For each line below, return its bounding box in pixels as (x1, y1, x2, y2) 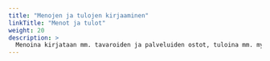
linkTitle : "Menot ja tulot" (8, 19, 106, 27)
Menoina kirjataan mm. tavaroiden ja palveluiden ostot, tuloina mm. (15, 41, 253, 49)
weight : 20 (8, 26, 45, 34)
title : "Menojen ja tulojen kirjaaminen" (8, 11, 149, 20)
